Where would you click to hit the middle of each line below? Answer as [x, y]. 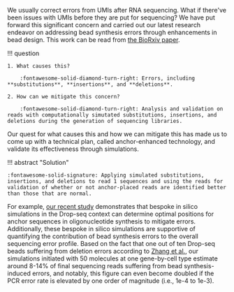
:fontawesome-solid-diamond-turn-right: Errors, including [108, 78]
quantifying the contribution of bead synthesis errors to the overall [103, 236]
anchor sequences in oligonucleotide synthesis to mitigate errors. [102, 221]
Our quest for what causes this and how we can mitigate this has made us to [117, 134]
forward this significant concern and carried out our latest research [104, 25]
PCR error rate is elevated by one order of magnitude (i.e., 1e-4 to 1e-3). [111, 281]
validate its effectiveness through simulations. [73, 149]
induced [19, 273]
